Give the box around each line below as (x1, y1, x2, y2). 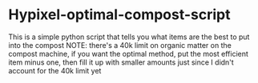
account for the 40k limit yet (8, 65, 102, 75)
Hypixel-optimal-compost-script (8, 6, 231, 24)
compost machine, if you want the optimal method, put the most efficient (8, 49, 248, 58)
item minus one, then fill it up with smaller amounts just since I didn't (8, 57, 234, 67)
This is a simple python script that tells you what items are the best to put (8, 32, 250, 41)
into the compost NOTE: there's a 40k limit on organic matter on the (8, 40, 232, 49)
